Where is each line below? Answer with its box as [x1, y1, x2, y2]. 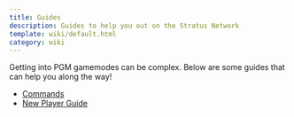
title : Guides [9, 12, 62, 22]
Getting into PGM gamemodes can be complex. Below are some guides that [9, 62, 285, 73]
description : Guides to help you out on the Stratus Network [9, 21, 240, 30]
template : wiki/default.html [9, 29, 117, 38]
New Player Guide [21, 98, 89, 109]
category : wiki [9, 37, 66, 47]
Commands [21, 89, 65, 99]
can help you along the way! [9, 72, 112, 82]
